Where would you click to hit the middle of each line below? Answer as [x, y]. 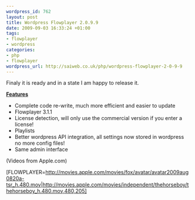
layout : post [22, 17]
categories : [21, 50]
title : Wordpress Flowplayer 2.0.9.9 [52, 22]
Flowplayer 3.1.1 [33, 112]
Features [17, 94]
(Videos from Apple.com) [37, 161]
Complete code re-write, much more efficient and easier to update [95, 106]
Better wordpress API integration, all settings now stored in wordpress [99, 137]
